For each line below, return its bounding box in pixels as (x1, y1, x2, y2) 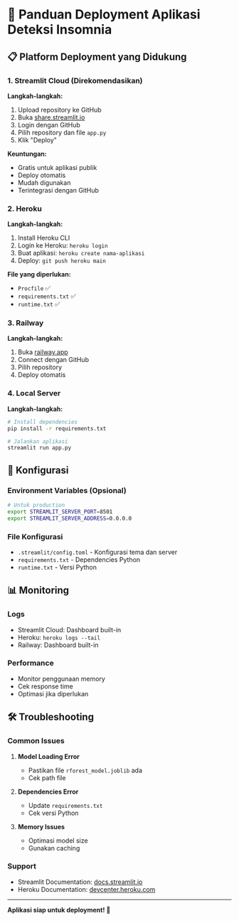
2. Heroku (7, 203, 43, 213)
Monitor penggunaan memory (17, 674, 105, 683)
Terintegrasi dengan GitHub (17, 186, 100, 194)
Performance (7, 658, 55, 668)
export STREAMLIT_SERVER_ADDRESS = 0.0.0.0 (7, 515, 132, 522)
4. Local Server (7, 388, 61, 398)
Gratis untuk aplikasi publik (17, 163, 97, 171)
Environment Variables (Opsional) (7, 485, 127, 495)
